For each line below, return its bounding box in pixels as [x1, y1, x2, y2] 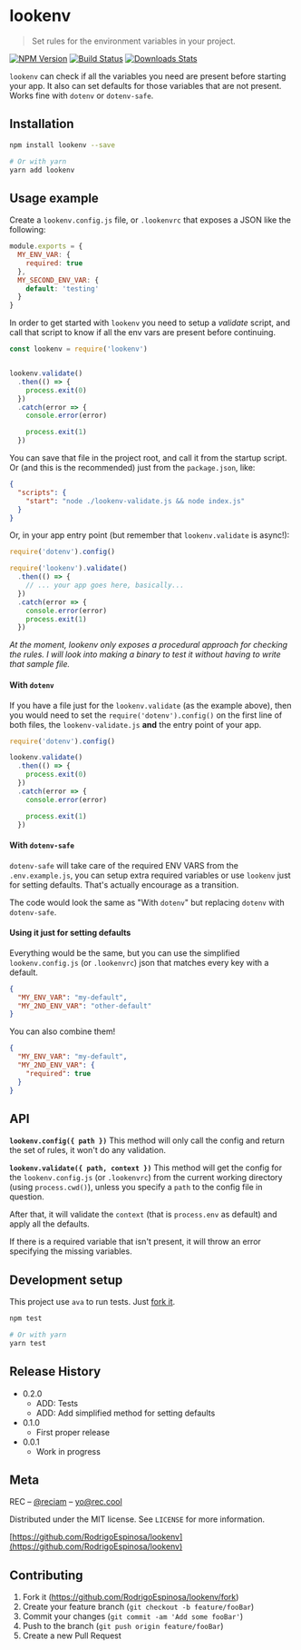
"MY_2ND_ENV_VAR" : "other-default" [17, 1001, 152, 1010]
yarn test [9, 1338, 47, 1347]
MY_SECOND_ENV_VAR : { [17, 275, 100, 284]
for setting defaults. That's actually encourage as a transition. [9, 879, 239, 890]
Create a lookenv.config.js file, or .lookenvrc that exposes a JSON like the [9, 214, 292, 225]
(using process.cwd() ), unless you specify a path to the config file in [9, 1182, 263, 1193]
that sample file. [9, 659, 71, 670]
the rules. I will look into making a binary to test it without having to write [9, 649, 281, 660]
